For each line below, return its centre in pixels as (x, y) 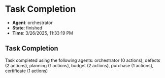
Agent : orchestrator (33, 23)
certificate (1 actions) (27, 71)
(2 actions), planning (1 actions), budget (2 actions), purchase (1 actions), (79, 65)
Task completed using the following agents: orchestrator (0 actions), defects (83, 60)
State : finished (27, 27)
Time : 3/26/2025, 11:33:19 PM (43, 33)
